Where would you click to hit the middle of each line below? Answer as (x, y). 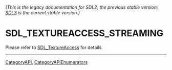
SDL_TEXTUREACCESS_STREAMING (84, 33)
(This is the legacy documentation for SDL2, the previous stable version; (82, 7)
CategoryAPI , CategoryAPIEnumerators (47, 62)
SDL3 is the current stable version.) (43, 12)
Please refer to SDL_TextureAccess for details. (54, 47)
